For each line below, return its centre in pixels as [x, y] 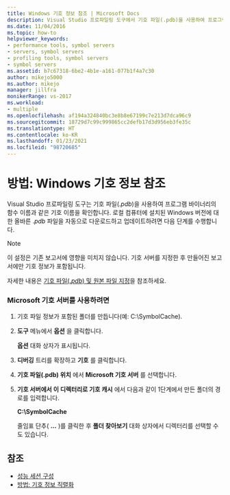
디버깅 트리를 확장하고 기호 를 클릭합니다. [72, 360]
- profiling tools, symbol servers [58, 58]
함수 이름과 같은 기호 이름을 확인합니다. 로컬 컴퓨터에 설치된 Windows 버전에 [110, 212]
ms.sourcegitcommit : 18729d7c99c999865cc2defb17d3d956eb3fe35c [99, 122]
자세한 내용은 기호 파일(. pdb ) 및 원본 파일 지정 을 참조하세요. [87, 280]
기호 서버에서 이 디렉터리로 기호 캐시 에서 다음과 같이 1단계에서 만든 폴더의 [115, 389]
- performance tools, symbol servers [61, 45]
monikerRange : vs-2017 [39, 97]
